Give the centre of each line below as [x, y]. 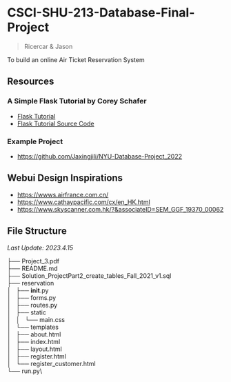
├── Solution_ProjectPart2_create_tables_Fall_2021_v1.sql [89, 275]
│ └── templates [33, 327]
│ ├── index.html [34, 341]
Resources [31, 82]
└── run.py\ [25, 371]
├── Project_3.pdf [33, 261]
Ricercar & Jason [48, 46]
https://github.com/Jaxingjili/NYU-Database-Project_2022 [100, 156]
